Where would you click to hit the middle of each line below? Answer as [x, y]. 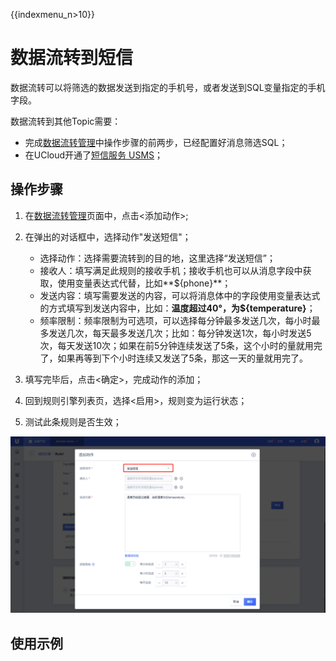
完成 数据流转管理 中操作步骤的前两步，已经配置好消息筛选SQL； [156, 142]
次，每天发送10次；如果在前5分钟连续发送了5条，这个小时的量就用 [176, 345]
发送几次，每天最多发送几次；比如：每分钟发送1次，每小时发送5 [180, 333]
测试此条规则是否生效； [73, 421]
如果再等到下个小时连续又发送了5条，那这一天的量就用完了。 [182, 358]
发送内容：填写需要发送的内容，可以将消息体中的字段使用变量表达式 [180, 295]
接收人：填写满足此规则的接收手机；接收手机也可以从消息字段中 [171, 270]
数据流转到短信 [72, 58]
